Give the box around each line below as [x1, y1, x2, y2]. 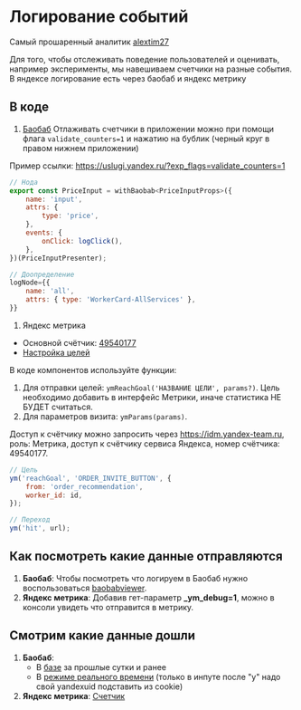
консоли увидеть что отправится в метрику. [22, 601, 194, 612]
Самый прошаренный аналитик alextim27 [9, 36, 170, 47]
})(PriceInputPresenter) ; [9, 254, 107, 263]
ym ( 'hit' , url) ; [9, 523, 71, 533]
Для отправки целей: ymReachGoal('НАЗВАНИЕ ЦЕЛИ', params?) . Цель [22, 382, 280, 393]
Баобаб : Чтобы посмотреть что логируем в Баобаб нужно [22, 572, 249, 583]
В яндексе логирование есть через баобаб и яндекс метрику [9, 72, 247, 83]
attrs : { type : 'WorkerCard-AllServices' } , [25, 295, 196, 304]
